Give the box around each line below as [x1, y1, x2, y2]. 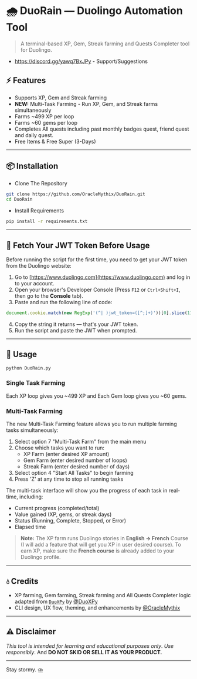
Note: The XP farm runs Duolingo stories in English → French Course [20, 535, 189, 542]
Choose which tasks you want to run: [14, 444, 104, 451]
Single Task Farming [6, 379, 66, 387]
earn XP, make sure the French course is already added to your [20, 547, 175, 554]
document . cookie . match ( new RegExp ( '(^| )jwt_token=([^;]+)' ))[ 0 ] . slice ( [6, 310, 188, 316]
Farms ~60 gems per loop [14, 119, 78, 126]
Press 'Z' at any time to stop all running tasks [14, 475, 124, 482]
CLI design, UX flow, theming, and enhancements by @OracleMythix [14, 604, 181, 611]
